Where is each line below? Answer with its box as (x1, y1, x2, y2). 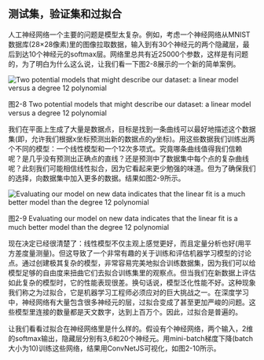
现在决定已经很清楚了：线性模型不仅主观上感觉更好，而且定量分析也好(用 (8, 238, 245, 248)
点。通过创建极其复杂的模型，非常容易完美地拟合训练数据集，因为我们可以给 (8, 258, 256, 267)
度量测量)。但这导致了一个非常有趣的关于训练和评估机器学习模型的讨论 (21, 248, 252, 257)
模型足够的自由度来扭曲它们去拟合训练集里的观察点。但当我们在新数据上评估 (8, 267, 256, 277)
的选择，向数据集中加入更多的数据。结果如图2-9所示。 (8, 173, 185, 183)
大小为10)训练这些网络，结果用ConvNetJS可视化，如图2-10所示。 (8, 344, 222, 353)
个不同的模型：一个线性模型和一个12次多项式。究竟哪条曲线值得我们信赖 (8, 144, 243, 153)
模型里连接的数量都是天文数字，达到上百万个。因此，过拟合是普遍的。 (14, 307, 242, 316)
